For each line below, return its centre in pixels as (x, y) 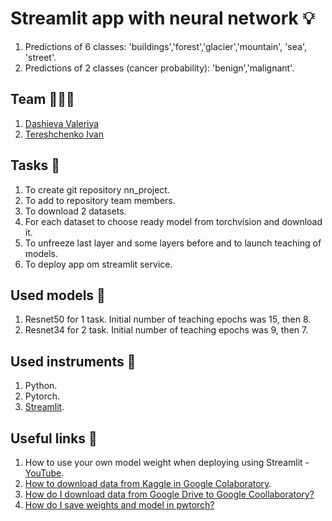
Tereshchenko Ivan (64, 134)
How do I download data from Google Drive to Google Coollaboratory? (169, 494)
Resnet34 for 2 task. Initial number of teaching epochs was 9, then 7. (166, 330)
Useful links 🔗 (54, 438)
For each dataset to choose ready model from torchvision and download (173, 221)
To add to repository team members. (100, 200)
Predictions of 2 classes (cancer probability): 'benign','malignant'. (159, 68)
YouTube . (44, 473)
